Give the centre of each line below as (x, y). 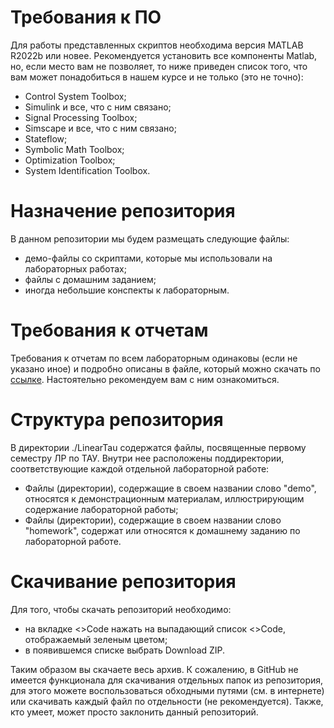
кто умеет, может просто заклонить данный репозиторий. (134, 712)
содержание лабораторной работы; (101, 509)
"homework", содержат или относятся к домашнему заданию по (162, 530)
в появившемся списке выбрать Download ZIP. (125, 650)
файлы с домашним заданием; (90, 279)
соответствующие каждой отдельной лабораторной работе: (140, 468)
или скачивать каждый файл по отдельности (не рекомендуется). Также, (167, 701)
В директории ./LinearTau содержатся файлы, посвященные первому (158, 447)
